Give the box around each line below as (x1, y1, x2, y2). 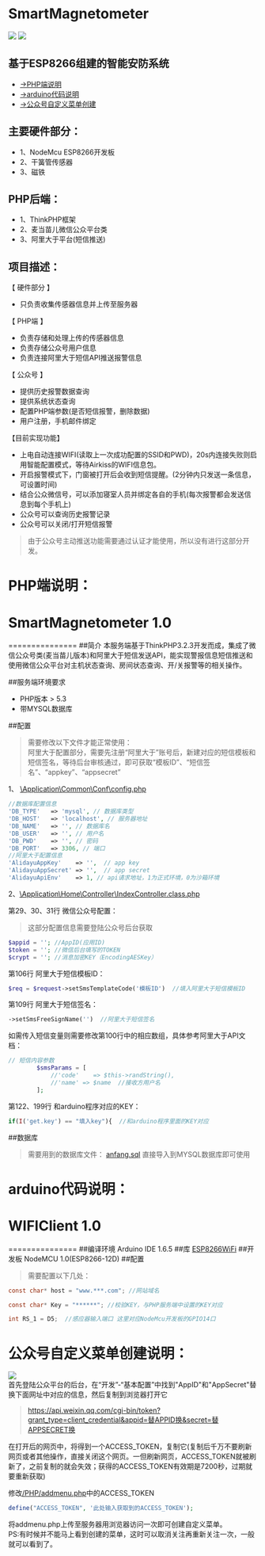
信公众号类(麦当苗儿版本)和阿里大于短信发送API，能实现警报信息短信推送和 (8, 650, 253, 660)
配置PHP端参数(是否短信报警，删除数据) (19, 406, 150, 416)
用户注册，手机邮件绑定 (19, 417, 97, 426)
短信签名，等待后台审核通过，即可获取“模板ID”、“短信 (27, 757, 204, 767)
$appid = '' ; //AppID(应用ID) (8, 938, 105, 947)
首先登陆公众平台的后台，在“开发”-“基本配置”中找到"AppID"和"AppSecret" (8, 1380, 250, 1390)
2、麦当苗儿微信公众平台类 (19, 225, 108, 235)
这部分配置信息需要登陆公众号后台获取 (27, 922, 153, 932)
